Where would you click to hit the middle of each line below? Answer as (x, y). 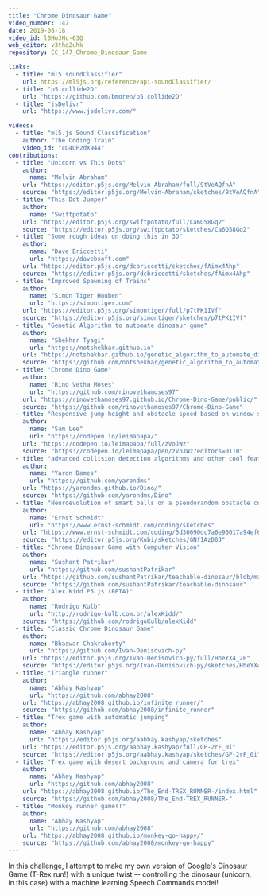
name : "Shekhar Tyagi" (67, 340)
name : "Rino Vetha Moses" (72, 384)
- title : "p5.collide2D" (56, 89)
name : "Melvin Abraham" (69, 177)
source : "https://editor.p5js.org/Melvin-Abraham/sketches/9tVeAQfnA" (142, 193)
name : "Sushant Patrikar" (72, 562)
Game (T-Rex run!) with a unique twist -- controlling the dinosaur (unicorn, (130, 874)
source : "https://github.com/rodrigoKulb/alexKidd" (110, 621)
